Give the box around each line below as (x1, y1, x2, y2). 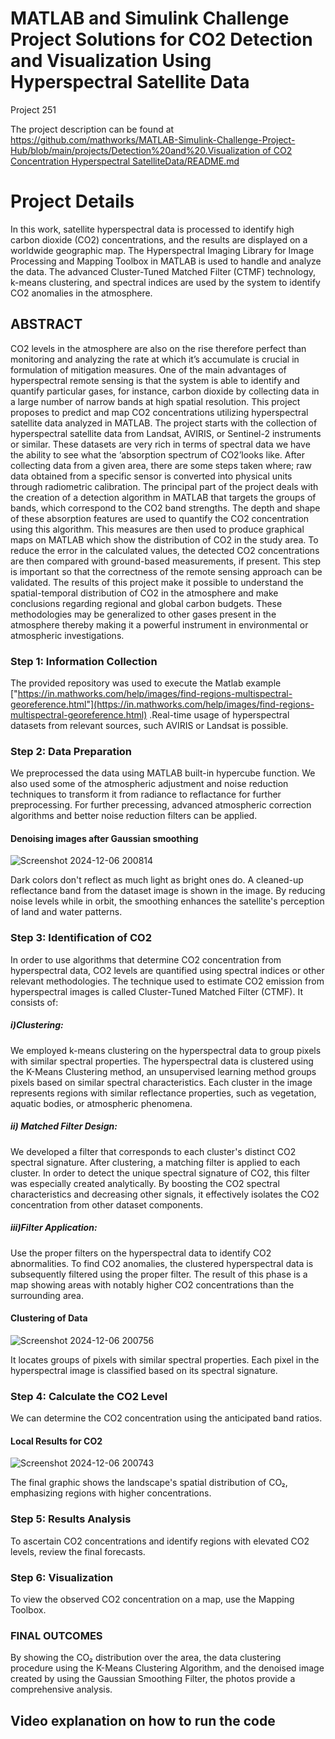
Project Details (10, 190, 135, 213)
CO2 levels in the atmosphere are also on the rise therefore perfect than (10, 342, 307, 354)
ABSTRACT (10, 316, 83, 333)
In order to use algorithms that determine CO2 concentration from (10, 953, 282, 966)
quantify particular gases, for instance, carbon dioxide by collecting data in (10, 385, 320, 397)
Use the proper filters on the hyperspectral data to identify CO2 (10, 1247, 272, 1259)
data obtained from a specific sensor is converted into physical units (10, 470, 293, 482)
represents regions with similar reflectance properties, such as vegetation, (10, 1087, 317, 1099)
